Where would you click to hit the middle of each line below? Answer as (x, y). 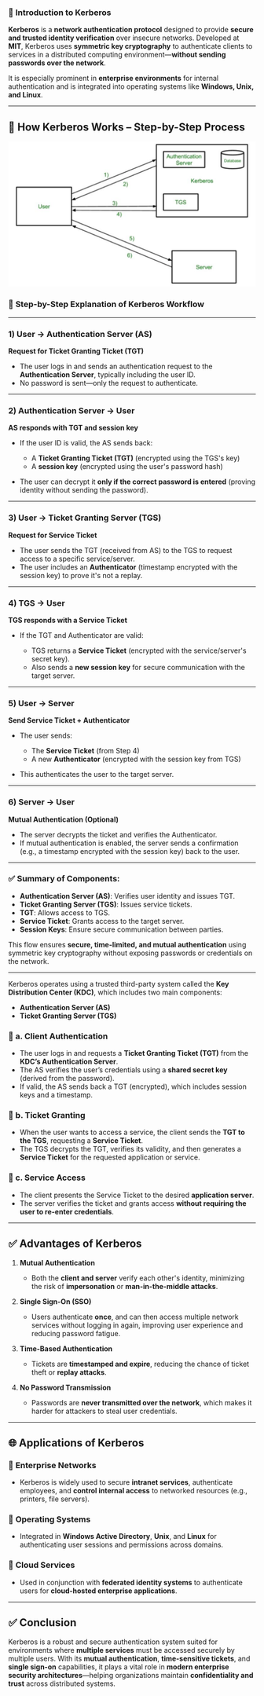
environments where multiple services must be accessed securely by (122, 1650)
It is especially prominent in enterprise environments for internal (113, 79)
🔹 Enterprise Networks (52, 1465)
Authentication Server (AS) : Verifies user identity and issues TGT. (127, 896)
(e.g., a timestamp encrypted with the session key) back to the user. (130, 851)
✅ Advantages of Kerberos (75, 1244)
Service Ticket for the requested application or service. (110, 1157)
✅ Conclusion (42, 1623)
